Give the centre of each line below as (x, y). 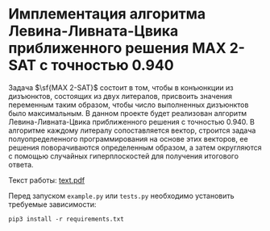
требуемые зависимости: (52, 204)
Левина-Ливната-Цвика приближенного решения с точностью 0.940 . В (132, 122)
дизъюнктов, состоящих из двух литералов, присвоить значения (120, 96)
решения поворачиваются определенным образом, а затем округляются (135, 147)
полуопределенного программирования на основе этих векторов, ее (128, 138)
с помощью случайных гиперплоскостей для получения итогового (124, 156)
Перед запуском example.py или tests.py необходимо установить (122, 196)
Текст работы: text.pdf (47, 180)
